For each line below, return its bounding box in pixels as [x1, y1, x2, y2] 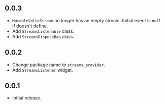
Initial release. [12, 95, 42, 101]
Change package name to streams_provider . [12, 62, 105, 68]
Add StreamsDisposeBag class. [12, 33, 75, 39]
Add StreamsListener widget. [12, 67, 73, 73]
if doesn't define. [12, 23, 48, 29]
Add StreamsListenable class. [12, 28, 75, 34]
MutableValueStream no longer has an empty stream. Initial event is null [12, 17, 161, 23]
